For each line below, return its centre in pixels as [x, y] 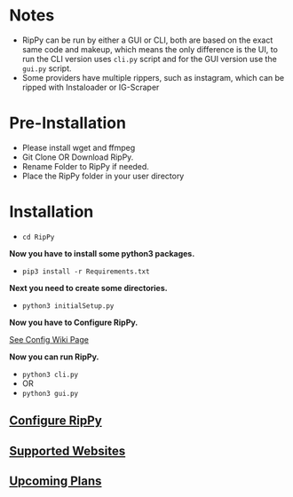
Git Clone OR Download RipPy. [78, 157]
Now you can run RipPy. [54, 357]
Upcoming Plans [55, 481]
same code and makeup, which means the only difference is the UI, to [150, 49]
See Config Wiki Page [49, 339]
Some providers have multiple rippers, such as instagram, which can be [153, 77]
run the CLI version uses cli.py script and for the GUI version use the [149, 59]
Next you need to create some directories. [88, 288]
